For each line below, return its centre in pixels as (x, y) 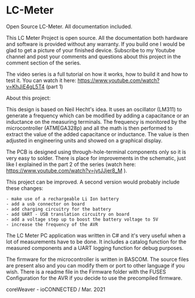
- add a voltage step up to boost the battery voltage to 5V (82, 219)
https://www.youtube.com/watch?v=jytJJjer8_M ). (67, 170)
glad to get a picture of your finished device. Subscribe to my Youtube (91, 50)
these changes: (25, 188)
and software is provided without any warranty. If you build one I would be (96, 44)
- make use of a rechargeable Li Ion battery (62, 199)
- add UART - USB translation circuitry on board (68, 214)
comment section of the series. (44, 63)
